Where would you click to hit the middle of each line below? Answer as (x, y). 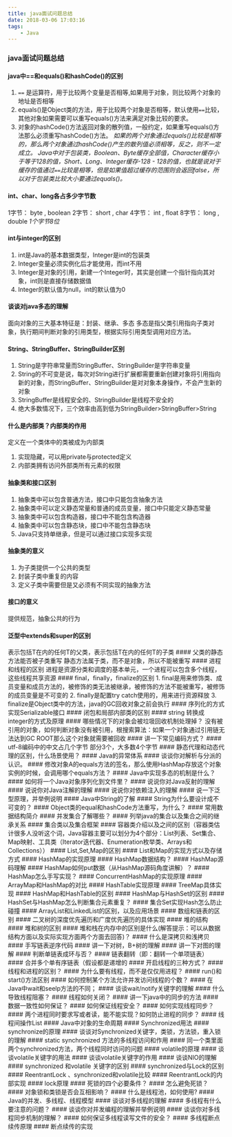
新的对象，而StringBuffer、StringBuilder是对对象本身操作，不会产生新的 (120, 383)
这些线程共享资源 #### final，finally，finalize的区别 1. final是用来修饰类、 (112, 678)
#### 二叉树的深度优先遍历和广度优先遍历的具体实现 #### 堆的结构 (112, 920)
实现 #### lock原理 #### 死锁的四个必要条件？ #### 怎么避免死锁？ (111, 1083)
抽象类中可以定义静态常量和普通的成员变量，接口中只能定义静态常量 (114, 508)
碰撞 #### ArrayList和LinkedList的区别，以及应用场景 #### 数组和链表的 (111, 911)
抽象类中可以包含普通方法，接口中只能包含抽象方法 (90, 499)
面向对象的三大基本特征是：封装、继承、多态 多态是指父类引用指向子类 (108, 323)
